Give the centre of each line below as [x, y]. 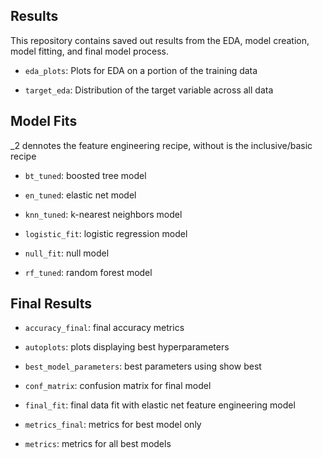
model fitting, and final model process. [90, 51]
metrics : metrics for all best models [98, 444]
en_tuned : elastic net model [80, 195]
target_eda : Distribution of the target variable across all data [149, 90]
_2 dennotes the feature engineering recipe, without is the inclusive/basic [161, 145]
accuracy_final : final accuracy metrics [104, 328]
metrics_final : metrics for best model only [113, 425]
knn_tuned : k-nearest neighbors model [103, 214]
